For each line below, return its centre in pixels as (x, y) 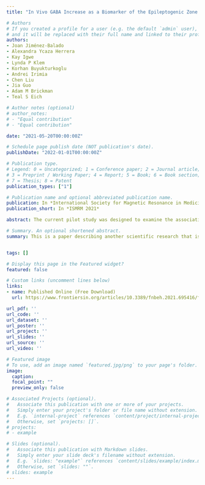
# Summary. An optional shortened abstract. (64, 231)
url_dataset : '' (27, 320)
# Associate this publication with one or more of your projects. (95, 404)
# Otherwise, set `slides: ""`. (50, 467)
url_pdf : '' (21, 308)
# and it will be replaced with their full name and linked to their (97, 34)
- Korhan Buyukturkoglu (37, 68)
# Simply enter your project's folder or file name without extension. (102, 410)
